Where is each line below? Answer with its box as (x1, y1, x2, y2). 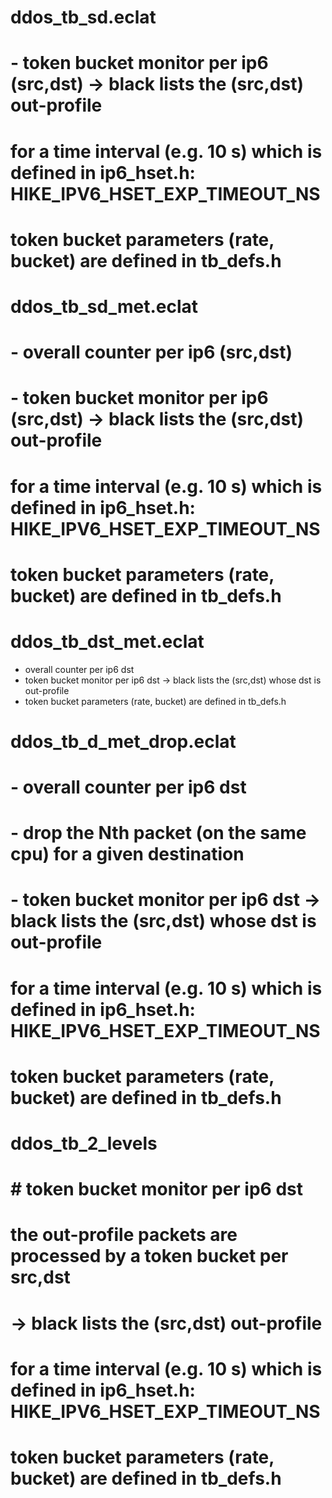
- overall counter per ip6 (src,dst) (10, 341, 293, 364)
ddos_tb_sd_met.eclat (10, 295, 198, 318)
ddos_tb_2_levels (10, 1132, 158, 1155)
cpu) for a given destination (10, 843, 245, 866)
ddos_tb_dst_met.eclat (10, 630, 205, 653)
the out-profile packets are (10, 1224, 238, 1246)
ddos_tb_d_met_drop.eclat (10, 730, 237, 753)
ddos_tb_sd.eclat (10, 6, 157, 29)
